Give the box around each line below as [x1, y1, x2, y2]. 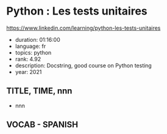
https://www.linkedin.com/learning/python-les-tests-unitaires [6, 24, 161, 32]
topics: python [15, 49, 52, 56]
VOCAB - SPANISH [6, 119, 78, 130]
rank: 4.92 [15, 55, 41, 62]
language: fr [15, 42, 46, 50]
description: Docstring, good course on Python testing [15, 62, 152, 69]
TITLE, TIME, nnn [6, 86, 73, 96]
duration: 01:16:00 [15, 36, 61, 43]
